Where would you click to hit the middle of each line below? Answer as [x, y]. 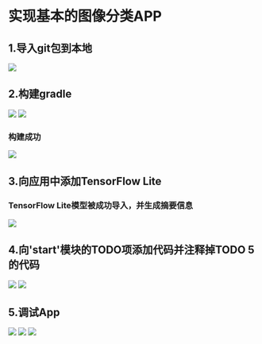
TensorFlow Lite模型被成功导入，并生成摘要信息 [100, 206]
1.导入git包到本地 [50, 48]
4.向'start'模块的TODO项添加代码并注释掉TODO [127, 250]
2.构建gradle [40, 94]
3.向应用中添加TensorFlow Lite [85, 181]
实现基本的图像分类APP [85, 16]
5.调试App [34, 312]
